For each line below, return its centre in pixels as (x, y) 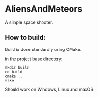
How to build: (25, 38)
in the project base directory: (34, 59)
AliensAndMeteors (44, 9)
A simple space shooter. (29, 22)
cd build (14, 72)
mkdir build (17, 67)
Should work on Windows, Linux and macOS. (50, 89)
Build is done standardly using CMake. (43, 49)
